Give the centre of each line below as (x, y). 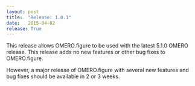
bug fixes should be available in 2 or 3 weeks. (63, 76)
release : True (24, 29)
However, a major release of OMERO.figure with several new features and (97, 70)
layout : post (23, 12)
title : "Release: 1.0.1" (39, 17)
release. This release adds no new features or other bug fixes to (86, 52)
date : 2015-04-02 (31, 23)
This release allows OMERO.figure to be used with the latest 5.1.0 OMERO (97, 46)
